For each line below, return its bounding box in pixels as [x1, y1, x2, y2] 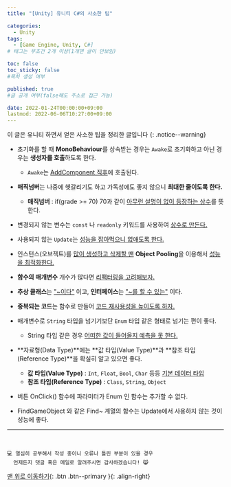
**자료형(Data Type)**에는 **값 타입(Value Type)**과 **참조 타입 [16, 346, 196, 354]
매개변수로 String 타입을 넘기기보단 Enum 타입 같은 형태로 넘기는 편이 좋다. [16, 317, 217, 325]
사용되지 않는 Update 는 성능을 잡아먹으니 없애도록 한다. [16, 235, 164, 244]
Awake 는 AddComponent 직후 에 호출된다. [27, 168, 140, 177]
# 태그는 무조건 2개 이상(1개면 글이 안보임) [7, 48, 117, 55]
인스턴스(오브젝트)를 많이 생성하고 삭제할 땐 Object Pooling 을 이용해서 [16, 250, 208, 258]
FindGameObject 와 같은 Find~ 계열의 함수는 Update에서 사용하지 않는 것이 [16, 407, 223, 416]
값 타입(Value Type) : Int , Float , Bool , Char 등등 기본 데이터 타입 [27, 369, 205, 378]
